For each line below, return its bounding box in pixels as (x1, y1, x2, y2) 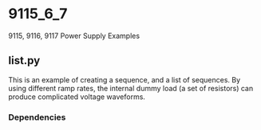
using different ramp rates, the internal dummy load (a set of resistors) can (8, 83, 254, 93)
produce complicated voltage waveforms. (8, 92, 146, 101)
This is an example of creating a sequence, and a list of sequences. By (8, 75, 241, 84)
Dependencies (8, 112, 66, 123)
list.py (8, 54, 41, 67)
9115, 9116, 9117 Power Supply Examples (8, 31, 140, 40)
